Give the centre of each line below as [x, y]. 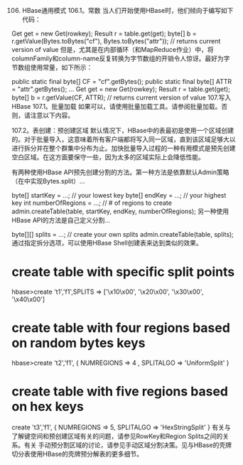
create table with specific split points [123, 272]
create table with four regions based [121, 328]
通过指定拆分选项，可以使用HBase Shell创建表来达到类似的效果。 [107, 243]
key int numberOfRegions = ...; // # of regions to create [92, 203]
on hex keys [48, 407]
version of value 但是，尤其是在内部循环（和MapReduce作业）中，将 [113, 49]
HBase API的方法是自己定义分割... [61, 220]
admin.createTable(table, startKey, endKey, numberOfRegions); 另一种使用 [120, 211]
